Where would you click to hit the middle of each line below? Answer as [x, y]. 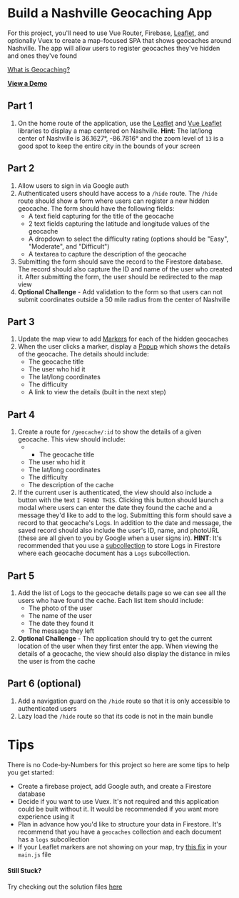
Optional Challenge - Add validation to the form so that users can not [120, 291]
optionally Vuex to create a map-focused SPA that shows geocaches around [119, 40]
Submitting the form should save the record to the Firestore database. [120, 261]
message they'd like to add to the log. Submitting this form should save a [124, 515]
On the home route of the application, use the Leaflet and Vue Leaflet [119, 123]
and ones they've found [42, 56]
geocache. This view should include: [72, 439]
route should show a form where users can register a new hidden [113, 201]
